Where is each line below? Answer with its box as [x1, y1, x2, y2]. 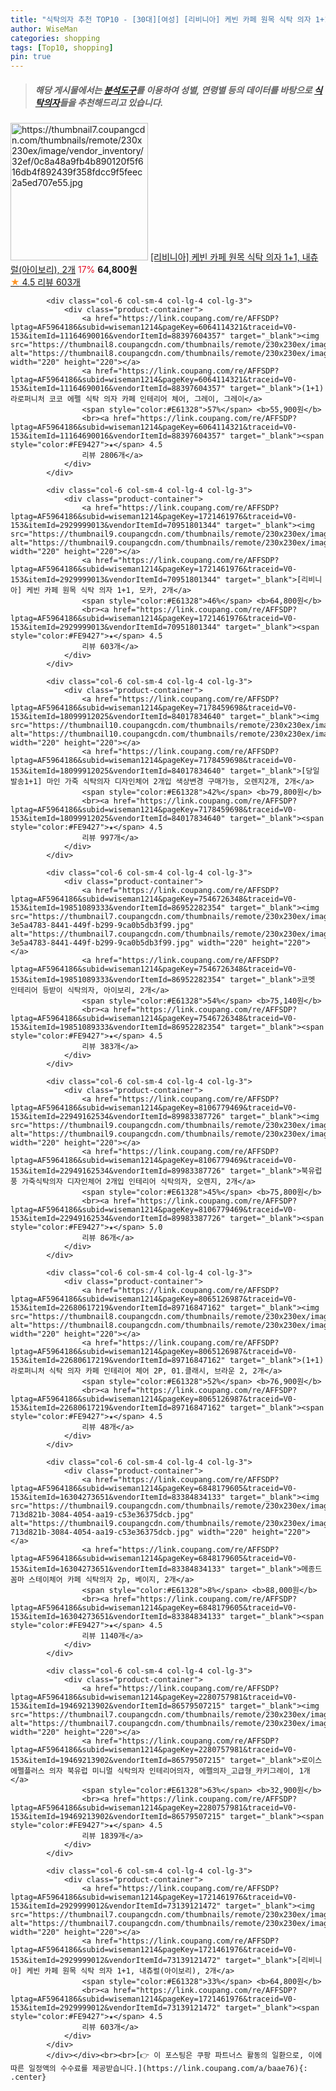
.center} [10, 2072, 47, 2083]
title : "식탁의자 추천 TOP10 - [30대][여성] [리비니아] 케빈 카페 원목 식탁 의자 [10, 14, 312, 25]
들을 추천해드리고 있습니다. [59, 96, 164, 108]
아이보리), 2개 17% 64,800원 [21, 264, 138, 276]
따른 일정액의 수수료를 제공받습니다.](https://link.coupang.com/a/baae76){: [10, 2064, 308, 2074]
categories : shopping [10, 33, 101, 43]
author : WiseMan [10, 24, 78, 34]
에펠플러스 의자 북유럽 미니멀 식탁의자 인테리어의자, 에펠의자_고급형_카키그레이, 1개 [10, 1766, 311, 1776]
